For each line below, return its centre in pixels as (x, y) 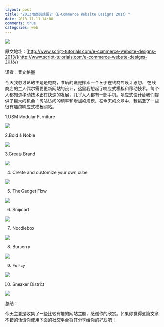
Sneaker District (28, 284)
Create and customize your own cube (50, 173)
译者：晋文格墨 (20, 72)
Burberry (21, 247)
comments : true (20, 23)
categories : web (21, 28)
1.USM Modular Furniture (30, 117)
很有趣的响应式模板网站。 (31, 107)
